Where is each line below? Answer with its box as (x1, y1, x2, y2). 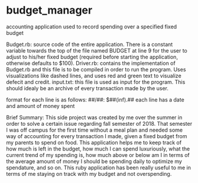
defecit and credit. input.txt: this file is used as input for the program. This (6, 78, 186, 86)
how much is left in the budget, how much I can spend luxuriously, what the (6, 145, 190, 152)
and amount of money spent (6, 102, 75, 109)
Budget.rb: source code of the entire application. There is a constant (6, 41, 173, 48)
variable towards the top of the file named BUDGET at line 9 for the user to (6, 47, 188, 54)
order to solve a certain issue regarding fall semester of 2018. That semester (6, 120, 193, 127)
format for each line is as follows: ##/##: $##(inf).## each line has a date (6, 96, 184, 103)
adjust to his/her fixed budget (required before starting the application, (6, 53, 178, 60)
